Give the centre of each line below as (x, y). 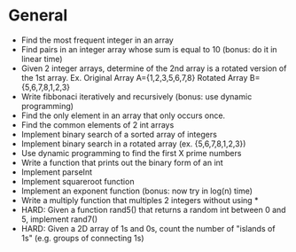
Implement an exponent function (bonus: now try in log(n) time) (137, 191)
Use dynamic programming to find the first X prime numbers (131, 153)
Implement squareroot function (78, 181)
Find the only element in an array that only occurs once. (123, 115)
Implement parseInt (57, 172)
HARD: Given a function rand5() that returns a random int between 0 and (153, 209)
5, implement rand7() (59, 219)
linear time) (42, 59)
